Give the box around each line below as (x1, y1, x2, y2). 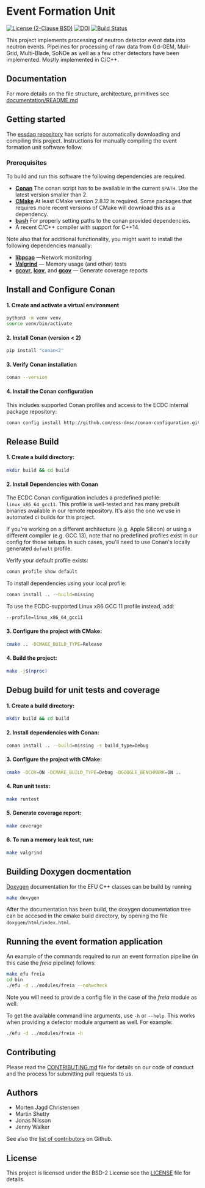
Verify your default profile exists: (6, 557, 88, 564)
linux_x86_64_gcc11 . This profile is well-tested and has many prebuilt (6, 501, 180, 508)
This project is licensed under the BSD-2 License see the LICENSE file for (6, 1169, 191, 1176)
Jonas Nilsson (15, 1117, 51, 1124)
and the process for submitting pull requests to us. (6, 1070, 133, 1077)
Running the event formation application (6, 936, 164, 947)
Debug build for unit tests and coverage (6, 685, 160, 695)
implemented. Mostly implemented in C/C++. (6, 56, 120, 63)
